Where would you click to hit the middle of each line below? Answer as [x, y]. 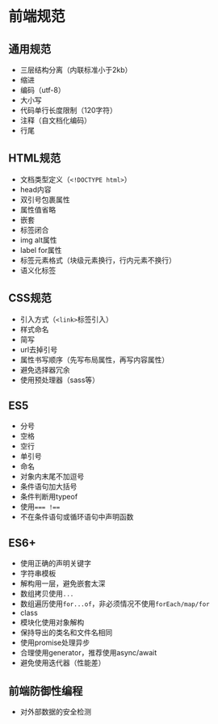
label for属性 [41, 250]
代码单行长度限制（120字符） [68, 110]
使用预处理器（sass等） [59, 380]
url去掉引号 [39, 349]
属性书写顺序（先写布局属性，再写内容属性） [94, 360]
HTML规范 [35, 158]
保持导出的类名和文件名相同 [66, 633]
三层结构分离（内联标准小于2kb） [76, 70]
